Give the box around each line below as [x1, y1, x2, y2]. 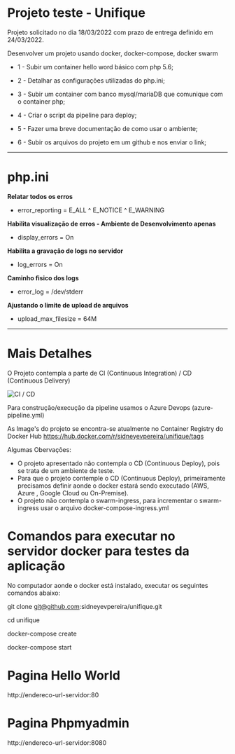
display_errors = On [17, 233, 74, 241]
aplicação [7, 558, 66, 574]
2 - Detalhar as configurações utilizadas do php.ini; [17, 76, 166, 85]
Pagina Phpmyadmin [7, 715, 130, 731]
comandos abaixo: [7, 589, 61, 597]
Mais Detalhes [7, 345, 92, 362]
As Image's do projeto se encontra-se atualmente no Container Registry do [7, 424, 224, 432]
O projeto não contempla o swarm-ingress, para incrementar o [17, 496, 198, 505]
